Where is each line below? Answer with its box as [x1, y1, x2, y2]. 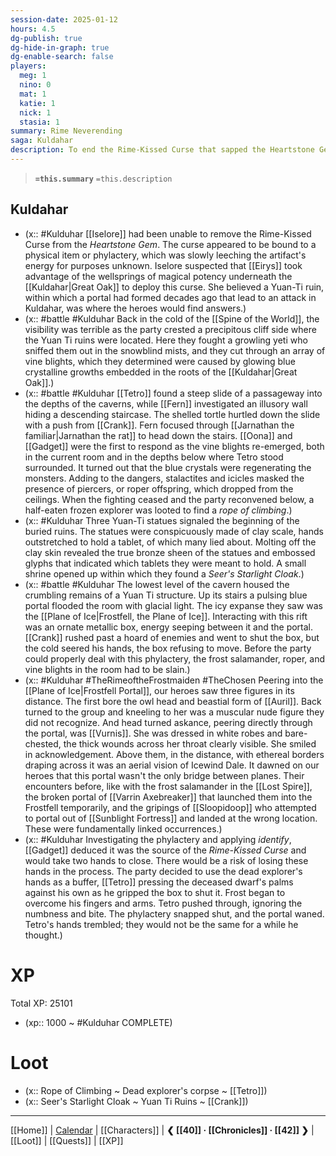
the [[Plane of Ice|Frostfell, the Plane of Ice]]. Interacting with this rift [24, 610, 308, 622]
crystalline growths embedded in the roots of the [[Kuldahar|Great [24, 366, 298, 378]
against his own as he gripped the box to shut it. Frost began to [24, 886, 286, 898]
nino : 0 [19, 80, 52, 90]
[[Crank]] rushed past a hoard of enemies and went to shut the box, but [24, 631, 320, 643]
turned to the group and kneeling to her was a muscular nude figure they [24, 706, 325, 718]
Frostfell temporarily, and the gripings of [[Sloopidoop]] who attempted [24, 801, 317, 813]
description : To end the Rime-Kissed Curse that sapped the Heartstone [10, 145, 315, 155]
